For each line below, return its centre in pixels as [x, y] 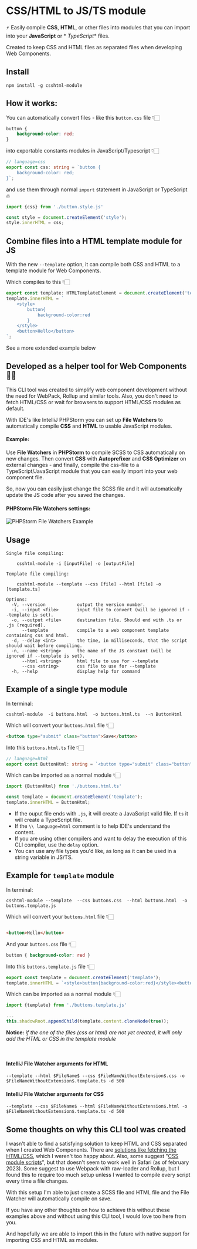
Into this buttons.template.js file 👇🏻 [50, 966]
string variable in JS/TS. [44, 857]
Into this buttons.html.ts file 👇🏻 [45, 747]
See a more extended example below [51, 348]
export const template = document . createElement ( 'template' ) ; [84, 977]
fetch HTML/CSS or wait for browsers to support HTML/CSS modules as [94, 402]
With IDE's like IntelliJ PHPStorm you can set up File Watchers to [84, 419]
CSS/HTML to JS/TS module [76, 11]
